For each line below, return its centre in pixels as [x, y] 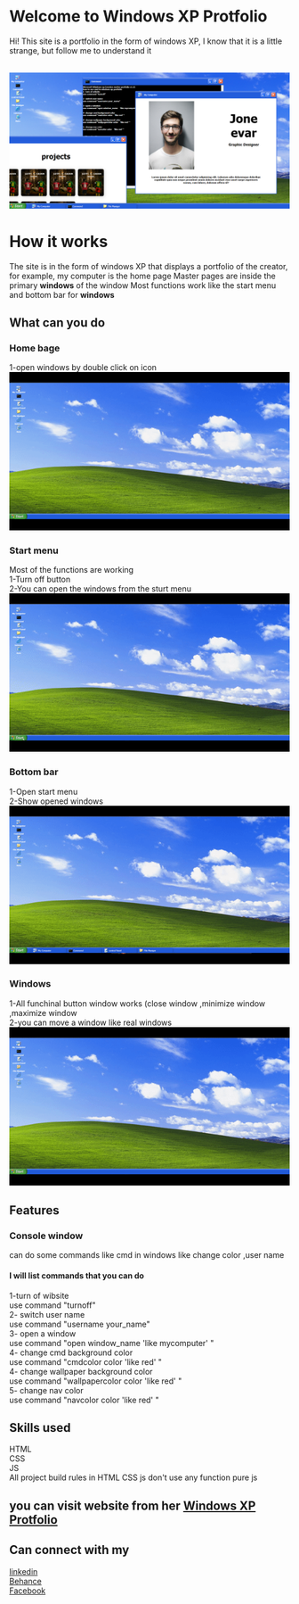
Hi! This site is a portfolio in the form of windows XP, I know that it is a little [146, 41]
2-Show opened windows [57, 801]
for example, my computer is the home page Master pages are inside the [142, 276]
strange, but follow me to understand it [81, 50]
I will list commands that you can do [77, 1275]
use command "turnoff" [53, 1305]
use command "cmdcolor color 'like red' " [86, 1361]
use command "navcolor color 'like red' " [85, 1400]
